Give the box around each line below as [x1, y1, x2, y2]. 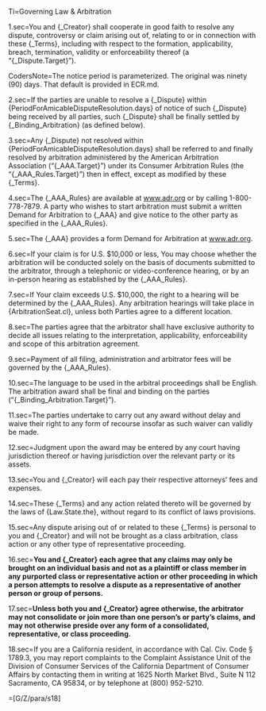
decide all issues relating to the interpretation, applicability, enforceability [8, 331, 248, 340]
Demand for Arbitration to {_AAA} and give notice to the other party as [8, 210, 238, 219]
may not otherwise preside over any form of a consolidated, [8, 621, 210, 630]
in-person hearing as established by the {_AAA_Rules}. [8, 275, 188, 284]
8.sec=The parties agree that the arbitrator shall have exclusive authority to [8, 322, 255, 332]
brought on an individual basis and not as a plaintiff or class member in [8, 563, 247, 572]
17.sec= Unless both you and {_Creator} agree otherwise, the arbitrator [8, 604, 244, 613]
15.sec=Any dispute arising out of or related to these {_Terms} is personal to [8, 523, 256, 532]
